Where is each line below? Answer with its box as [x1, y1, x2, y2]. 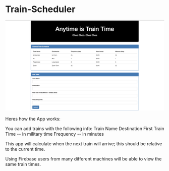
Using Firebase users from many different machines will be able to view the [5, 155, 162, 162]
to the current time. [5, 146, 45, 152]
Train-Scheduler [5, 4, 76, 15]
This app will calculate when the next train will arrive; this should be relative [5, 140, 162, 147]
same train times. [5, 161, 41, 167]
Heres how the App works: [5, 116, 61, 122]
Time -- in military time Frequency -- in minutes [5, 131, 104, 137]
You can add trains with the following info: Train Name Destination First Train [5, 125, 164, 132]
